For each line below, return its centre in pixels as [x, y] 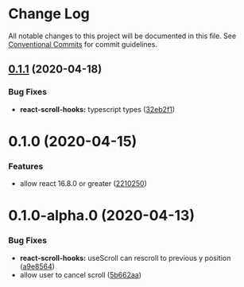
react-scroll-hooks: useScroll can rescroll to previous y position [125, 258]
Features [26, 166]
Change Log [49, 14]
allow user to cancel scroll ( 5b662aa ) [80, 274]
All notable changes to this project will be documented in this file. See [122, 36]
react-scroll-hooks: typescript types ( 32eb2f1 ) [97, 109]
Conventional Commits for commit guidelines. [83, 44]
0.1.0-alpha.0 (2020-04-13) [101, 216]
